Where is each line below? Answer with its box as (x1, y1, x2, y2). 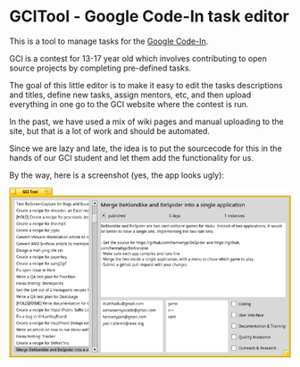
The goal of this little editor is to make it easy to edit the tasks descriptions (9, 79, 283, 90)
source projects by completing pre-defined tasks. (9, 63, 192, 73)
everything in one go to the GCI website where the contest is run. (9, 98, 249, 109)
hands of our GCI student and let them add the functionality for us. (9, 152, 254, 163)
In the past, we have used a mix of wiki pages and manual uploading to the (9, 116, 284, 127)
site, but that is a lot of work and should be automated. (9, 125, 210, 136)
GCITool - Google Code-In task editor (9, 6, 290, 27)
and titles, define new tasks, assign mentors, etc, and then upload (9, 89, 252, 100)
